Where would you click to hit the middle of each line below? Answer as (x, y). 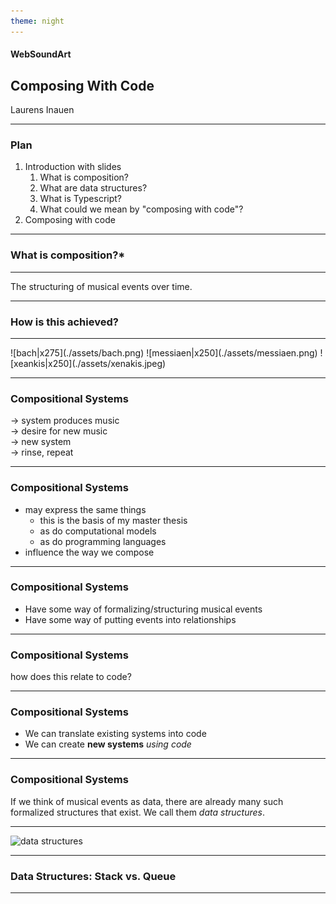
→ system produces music (65, 421)
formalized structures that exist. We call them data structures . (137, 812)
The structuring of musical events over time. (101, 286)
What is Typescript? (81, 199)
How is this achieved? (64, 322)
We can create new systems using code (108, 744)
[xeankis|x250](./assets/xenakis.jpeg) (88, 363)
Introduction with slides (73, 167)
